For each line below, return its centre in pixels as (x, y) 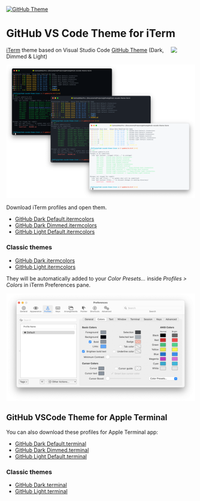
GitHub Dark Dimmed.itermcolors (56, 225)
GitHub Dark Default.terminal (51, 443)
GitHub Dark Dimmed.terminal (52, 450)
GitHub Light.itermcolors (45, 267)
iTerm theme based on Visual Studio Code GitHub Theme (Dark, (85, 50)
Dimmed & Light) (27, 56)
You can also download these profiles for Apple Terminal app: (82, 432)
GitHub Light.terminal (41, 491)
